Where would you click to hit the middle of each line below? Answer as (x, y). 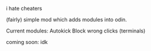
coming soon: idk (27, 42)
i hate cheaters (24, 8)
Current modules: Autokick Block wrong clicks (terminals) (76, 31)
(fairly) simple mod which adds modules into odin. (67, 19)
